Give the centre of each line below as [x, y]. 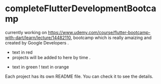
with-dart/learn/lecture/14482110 [38, 38]
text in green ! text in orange [40, 67]
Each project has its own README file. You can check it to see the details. [79, 76]
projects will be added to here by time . [51, 57]
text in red [22, 52]
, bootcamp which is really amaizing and [111, 38]
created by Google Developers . [37, 42]
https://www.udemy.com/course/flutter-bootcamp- [99, 32]
